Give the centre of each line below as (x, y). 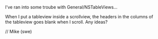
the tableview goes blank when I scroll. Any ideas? (56, 22)
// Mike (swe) (19, 31)
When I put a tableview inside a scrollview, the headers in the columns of (79, 17)
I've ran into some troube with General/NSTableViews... (61, 7)
